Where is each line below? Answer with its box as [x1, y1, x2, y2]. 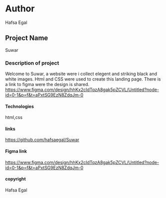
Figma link [5, 148, 27, 154]
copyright [5, 176, 26, 182]
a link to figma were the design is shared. [5, 82, 89, 88]
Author [5, 3, 35, 14]
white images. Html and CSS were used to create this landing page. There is [5, 76, 161, 82]
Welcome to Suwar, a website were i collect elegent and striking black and [5, 71, 158, 77]
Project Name [5, 34, 48, 42]
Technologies [5, 103, 34, 109]
